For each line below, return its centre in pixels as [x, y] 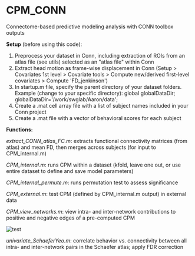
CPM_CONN [36, 10]
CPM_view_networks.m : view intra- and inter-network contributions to [91, 211]
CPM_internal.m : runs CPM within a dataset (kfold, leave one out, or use [94, 165]
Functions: [20, 129]
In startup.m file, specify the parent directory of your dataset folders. [98, 87]
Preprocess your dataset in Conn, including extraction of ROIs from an [100, 55]
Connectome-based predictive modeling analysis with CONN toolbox [90, 26]
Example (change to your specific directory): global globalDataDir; [95, 93]
